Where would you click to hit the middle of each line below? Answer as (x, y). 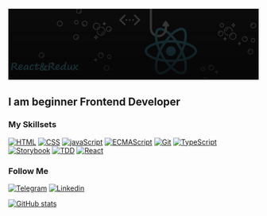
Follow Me (29, 171)
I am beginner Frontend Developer (95, 102)
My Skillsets (33, 125)
